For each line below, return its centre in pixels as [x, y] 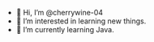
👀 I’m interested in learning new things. [81, 21]
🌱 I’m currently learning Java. [65, 29]
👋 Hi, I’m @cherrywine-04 [60, 13]
